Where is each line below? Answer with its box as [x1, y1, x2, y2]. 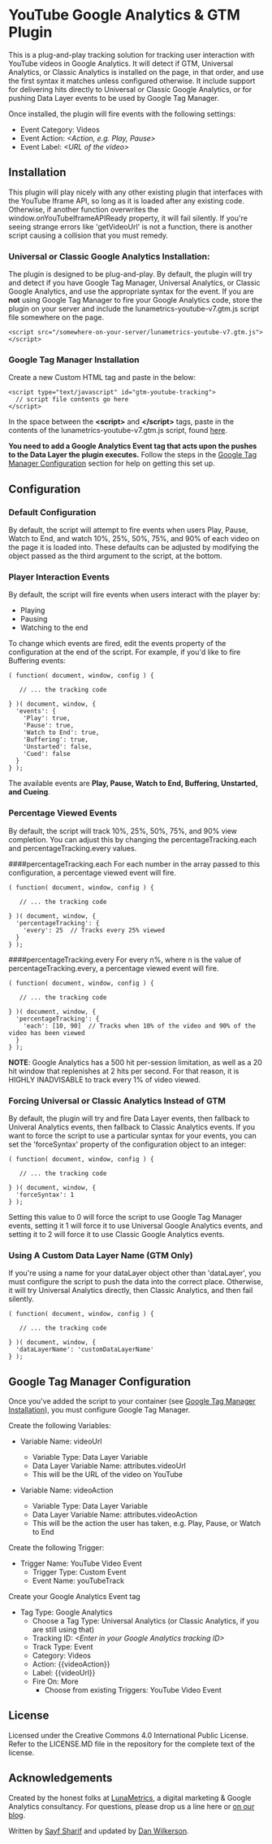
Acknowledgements [8, 1772, 113, 1785]
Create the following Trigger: [8, 1543, 105, 1553]
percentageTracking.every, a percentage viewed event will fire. [8, 963, 219, 973]
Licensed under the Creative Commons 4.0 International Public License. [8, 1730, 249, 1740]
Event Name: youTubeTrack [32, 1576, 124, 1586]
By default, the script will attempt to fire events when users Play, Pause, [8, 525, 248, 535]
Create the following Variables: [8, 1421, 111, 1431]
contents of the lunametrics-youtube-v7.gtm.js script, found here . [8, 426, 227, 435]
